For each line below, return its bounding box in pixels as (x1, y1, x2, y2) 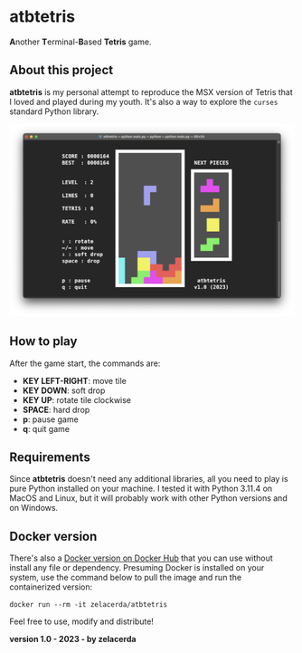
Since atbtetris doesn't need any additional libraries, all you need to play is (9, 474, 288, 485)
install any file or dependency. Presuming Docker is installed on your (9, 562, 265, 573)
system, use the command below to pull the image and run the (9, 572, 242, 583)
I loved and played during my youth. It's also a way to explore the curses (9, 96, 278, 107)
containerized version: (9, 581, 93, 592)
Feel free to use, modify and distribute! (9, 616, 154, 627)
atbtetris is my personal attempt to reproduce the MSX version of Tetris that (9, 86, 294, 97)
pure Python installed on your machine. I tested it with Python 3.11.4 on (9, 483, 273, 495)
